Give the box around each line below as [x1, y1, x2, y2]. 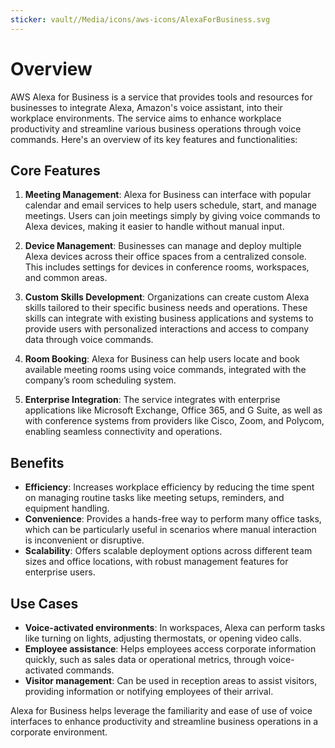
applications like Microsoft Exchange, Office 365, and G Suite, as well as [24, 404, 323, 416]
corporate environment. [10, 726, 108, 738]
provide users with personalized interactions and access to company [24, 323, 310, 335]
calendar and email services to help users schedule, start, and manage [24, 199, 318, 211]
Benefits [10, 454, 65, 471]
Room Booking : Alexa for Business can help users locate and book [24, 353, 301, 365]
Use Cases [10, 595, 79, 612]
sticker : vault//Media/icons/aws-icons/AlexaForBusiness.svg [10, 14, 271, 25]
